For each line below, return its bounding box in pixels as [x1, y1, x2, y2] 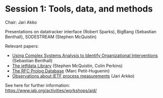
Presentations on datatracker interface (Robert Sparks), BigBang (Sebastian [5, 28, 157, 34]
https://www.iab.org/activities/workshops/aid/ [5, 87, 97, 93]
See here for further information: [5, 82, 70, 88]
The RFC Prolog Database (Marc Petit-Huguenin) [12, 68, 110, 73]
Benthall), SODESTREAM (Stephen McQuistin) [5, 34, 97, 40]
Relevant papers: [5, 43, 39, 49]
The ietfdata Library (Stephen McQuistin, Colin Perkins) [12, 63, 123, 69]
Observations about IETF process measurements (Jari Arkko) [12, 73, 135, 79]
